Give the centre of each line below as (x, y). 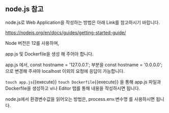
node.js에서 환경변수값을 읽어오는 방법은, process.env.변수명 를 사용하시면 (80, 99)
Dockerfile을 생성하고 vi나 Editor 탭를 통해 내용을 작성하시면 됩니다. (73, 88)
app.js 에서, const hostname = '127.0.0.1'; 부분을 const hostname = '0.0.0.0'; (84, 65)
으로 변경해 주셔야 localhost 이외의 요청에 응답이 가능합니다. (65, 71)
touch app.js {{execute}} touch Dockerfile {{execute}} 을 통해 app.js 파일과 (83, 82)
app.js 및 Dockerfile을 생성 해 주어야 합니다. (49, 54)
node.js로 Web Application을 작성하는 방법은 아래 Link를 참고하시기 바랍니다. (83, 22)
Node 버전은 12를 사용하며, (32, 43)
